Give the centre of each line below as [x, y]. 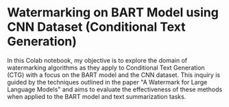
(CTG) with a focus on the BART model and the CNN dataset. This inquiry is [114, 75]
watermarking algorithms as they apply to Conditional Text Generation [106, 67]
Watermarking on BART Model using [113, 13]
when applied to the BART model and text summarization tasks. [97, 96]
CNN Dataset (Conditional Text [96, 27]
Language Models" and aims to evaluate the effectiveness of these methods [115, 89]
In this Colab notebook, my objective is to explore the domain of [97, 60]
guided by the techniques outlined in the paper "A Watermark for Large [107, 82]
